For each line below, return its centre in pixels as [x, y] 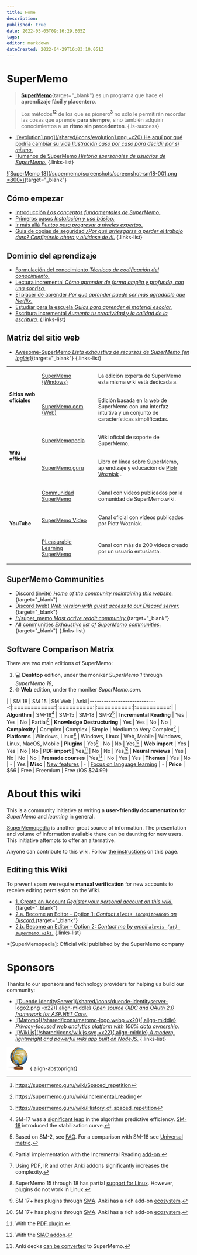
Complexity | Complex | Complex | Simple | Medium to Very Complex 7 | [93, 728]
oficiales [20, 400]
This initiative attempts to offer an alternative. [61, 840]
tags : [13, 37]
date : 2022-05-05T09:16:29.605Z [46, 31]
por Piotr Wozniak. [120, 523]
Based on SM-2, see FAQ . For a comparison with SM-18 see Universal [99, 1137]
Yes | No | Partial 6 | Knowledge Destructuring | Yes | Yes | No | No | [89, 721]
